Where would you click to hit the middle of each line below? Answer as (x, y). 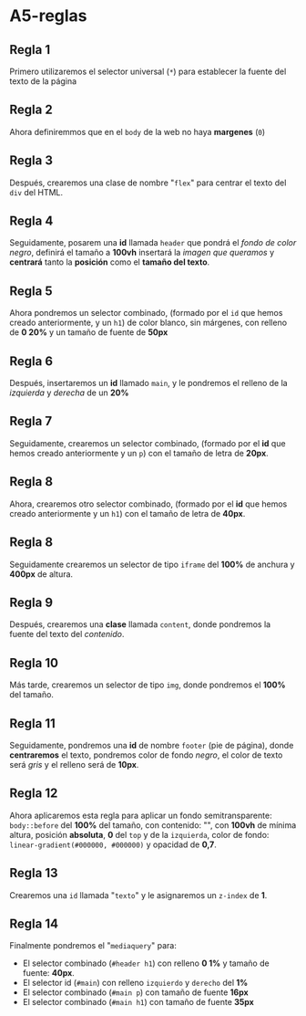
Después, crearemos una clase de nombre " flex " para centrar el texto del (148, 183)
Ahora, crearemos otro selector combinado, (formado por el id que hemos (148, 504)
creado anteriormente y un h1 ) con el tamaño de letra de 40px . (127, 513)
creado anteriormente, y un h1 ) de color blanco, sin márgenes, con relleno (148, 323)
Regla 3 (31, 161)
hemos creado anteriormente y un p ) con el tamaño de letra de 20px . (139, 453)
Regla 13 (34, 873)
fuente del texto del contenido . (67, 634)
